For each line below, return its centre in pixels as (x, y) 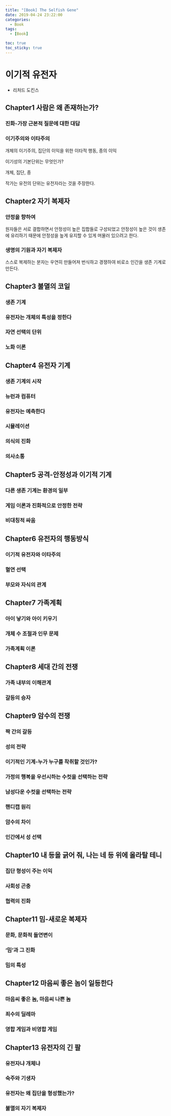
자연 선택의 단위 (23, 332)
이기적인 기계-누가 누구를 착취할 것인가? (52, 762)
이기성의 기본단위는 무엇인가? (34, 161)
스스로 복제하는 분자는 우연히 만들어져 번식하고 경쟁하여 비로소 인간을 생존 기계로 (86, 262)
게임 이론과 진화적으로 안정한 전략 (44, 505)
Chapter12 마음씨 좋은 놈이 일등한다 (59, 984)
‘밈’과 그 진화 (20, 950)
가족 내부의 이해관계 (28, 683)
